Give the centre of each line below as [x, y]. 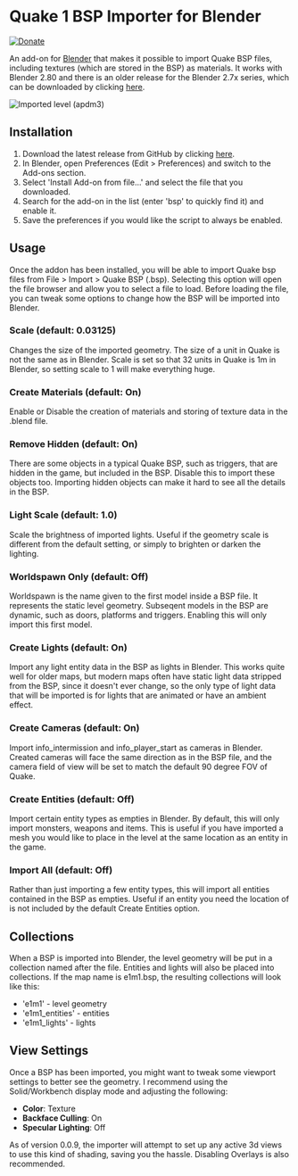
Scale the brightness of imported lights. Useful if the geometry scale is [139, 534]
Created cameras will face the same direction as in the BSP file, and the [141, 757]
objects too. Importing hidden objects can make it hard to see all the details [147, 483]
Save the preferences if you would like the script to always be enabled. [152, 219]
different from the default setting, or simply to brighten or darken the [135, 544]
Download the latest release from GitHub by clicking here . [128, 153]
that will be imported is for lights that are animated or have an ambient [138, 696]
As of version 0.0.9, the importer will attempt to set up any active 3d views [146, 1145]
